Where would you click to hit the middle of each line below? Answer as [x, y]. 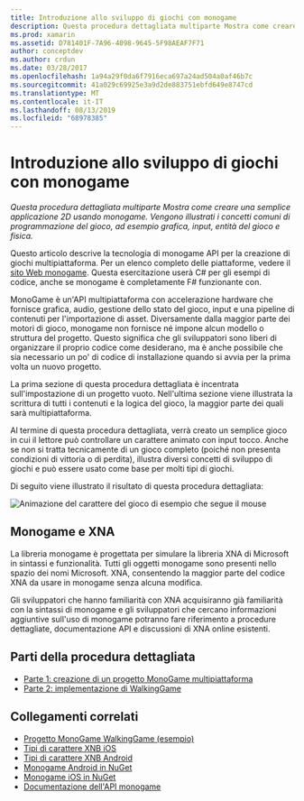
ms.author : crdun [43, 60]
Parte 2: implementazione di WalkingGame [102, 688]
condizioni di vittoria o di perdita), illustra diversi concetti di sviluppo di [142, 459]
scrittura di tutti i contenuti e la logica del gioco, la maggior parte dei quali [147, 403]
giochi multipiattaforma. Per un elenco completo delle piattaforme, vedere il [151, 263]
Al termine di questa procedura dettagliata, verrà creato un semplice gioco [149, 430]
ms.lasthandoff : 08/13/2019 [63, 110]
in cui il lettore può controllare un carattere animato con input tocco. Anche [150, 440]
